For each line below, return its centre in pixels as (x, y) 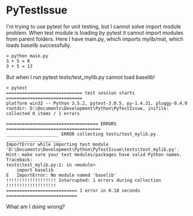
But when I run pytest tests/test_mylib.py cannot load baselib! (81, 77)
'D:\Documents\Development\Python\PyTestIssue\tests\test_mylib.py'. (93, 149)
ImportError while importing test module (57, 144)
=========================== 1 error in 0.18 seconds (73, 190)
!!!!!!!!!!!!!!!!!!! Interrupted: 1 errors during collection (84, 180)
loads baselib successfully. (39, 45)
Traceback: (19, 160)
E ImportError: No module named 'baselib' (61, 175)
